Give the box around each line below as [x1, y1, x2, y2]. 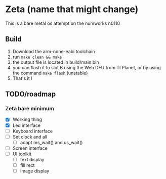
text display [20, 156, 45, 162]
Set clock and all [12, 133, 48, 140]
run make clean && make [12, 54, 62, 60]
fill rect [20, 162, 35, 168]
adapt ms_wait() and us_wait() [20, 139, 83, 145]
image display [20, 168, 50, 174]
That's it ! [12, 75, 33, 81]
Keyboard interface [12, 128, 53, 134]
